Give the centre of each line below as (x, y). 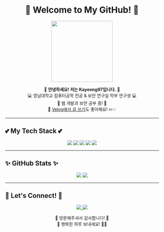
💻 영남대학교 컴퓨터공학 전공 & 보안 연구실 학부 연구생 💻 (82, 95)
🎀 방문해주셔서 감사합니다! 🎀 (82, 218)
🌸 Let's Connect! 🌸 (34, 196)
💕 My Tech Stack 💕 (34, 131)
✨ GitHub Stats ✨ (32, 163)
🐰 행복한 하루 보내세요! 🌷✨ (82, 224)
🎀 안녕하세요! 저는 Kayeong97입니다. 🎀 (82, 89)
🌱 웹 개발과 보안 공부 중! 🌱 (82, 103)
